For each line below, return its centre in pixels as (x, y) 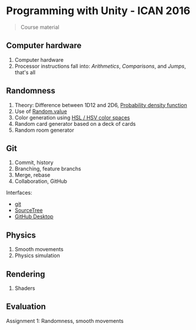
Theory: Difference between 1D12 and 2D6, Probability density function (101, 105)
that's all (25, 72)
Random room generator (44, 130)
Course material (40, 27)
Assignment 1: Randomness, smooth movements (65, 321)
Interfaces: (19, 193)
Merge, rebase (32, 175)
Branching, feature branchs (48, 169)
